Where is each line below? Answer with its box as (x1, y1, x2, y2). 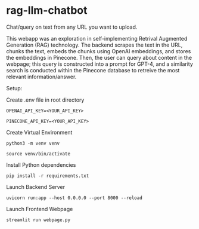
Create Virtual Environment (6, 129, 73, 136)
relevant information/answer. (6, 73, 77, 80)
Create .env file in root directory (6, 96, 85, 103)
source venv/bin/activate (6, 151, 70, 157)
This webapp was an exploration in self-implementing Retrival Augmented (6, 35, 188, 42)
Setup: (6, 84, 23, 91)
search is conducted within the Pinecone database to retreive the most (6, 66, 180, 74)
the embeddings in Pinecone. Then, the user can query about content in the (6, 54, 192, 61)
